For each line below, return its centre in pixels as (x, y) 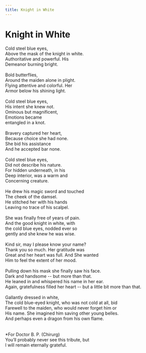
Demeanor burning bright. (32, 64)
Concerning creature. (27, 180)
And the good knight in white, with (40, 223)
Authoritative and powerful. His (37, 59)
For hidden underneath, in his (35, 170)
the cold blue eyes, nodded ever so (41, 228)
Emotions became (24, 117)
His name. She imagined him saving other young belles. (62, 313)
